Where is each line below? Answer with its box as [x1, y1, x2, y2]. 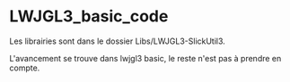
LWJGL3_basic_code [9, 6, 169, 27]
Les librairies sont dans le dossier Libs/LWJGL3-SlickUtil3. [9, 36, 226, 46]
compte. [9, 62, 40, 73]
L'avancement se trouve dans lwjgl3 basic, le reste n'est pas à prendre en [9, 53, 282, 63]
